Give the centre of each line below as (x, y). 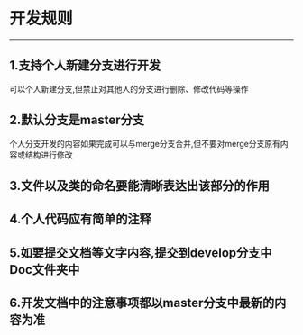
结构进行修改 (49, 155)
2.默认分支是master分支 (77, 120)
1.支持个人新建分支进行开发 (85, 65)
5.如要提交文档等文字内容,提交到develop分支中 (141, 253)
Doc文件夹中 (45, 270)
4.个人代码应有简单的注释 (80, 219)
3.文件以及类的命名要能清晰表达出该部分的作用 (140, 186)
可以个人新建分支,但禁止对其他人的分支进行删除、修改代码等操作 (129, 89)
